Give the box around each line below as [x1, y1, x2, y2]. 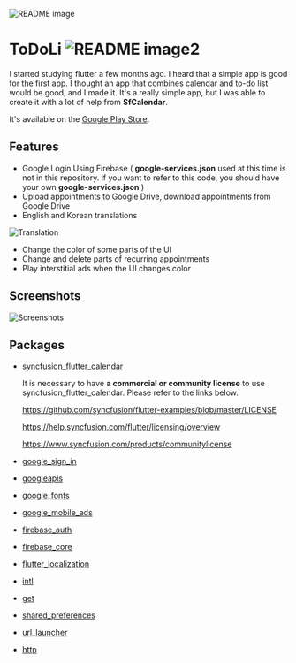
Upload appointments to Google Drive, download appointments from [21, 191, 271, 202]
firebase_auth [21, 524, 72, 535]
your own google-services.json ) [21, 181, 145, 192]
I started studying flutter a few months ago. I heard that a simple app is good [9, 68, 288, 79]
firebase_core [21, 542, 72, 552]
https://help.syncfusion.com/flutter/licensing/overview [21, 422, 221, 432]
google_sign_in [21, 456, 77, 467]
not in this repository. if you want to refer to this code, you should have [21, 172, 280, 183]
